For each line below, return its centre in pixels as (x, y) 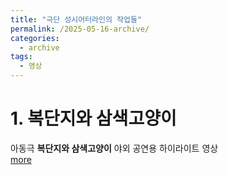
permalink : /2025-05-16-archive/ (80, 29)
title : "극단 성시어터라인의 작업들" (76, 19)
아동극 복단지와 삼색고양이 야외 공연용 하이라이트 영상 (114, 148)
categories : (35, 38)
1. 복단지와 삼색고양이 (93, 118)
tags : (21, 57)
